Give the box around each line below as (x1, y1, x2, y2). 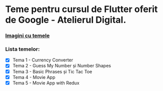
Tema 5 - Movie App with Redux (12, 79, 80, 86)
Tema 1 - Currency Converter (12, 57, 73, 63)
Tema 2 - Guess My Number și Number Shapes (12, 63, 111, 69)
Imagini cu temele (5, 32, 50, 39)
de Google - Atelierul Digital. (5, 14, 127, 26)
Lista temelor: (5, 46, 40, 53)
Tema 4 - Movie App (12, 74, 56, 80)
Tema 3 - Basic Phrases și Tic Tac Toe (12, 68, 92, 74)
